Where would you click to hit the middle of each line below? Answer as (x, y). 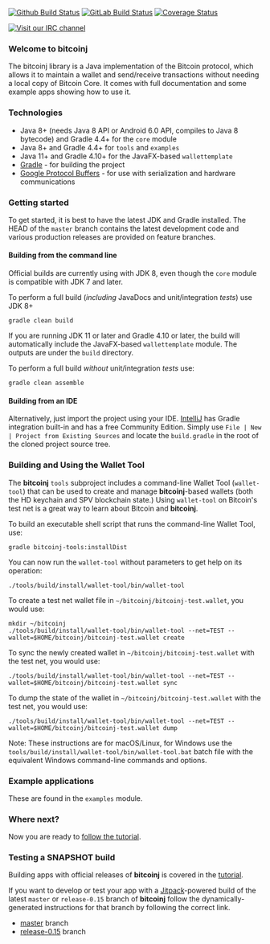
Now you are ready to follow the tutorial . (75, 837)
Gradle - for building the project (72, 164)
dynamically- (223, 899)
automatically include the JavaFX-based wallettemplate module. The (123, 344)
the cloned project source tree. (59, 444)
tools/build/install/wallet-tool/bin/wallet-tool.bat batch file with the (131, 751)
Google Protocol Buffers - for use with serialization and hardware (127, 173)
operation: (25, 570)
